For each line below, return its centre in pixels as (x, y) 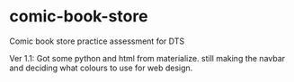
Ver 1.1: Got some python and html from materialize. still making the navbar (147, 58)
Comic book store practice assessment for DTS (97, 41)
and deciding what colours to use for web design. (101, 68)
